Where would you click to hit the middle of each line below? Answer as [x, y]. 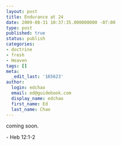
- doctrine [19, 50]
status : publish [26, 39]
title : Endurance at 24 [35, 17]
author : [15, 82]
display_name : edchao [38, 98]
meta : [13, 71]
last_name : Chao [31, 109]
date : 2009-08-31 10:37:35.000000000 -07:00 [61, 22]
